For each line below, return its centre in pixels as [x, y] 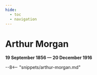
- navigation [23, 19]
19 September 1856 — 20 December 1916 [49, 57]
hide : [11, 10]
